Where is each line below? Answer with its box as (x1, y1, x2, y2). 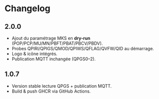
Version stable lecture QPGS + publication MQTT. (11, 83, 112, 89)
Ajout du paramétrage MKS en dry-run (11, 35, 90, 41)
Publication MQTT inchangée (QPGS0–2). (11, 56, 96, 61)
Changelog (4, 3, 51, 14)
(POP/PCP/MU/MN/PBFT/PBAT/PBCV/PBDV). (11, 40, 103, 46)
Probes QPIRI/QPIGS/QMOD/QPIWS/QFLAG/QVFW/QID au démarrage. (11, 46, 154, 51)
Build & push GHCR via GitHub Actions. (11, 88, 91, 94)
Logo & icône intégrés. (11, 51, 57, 57)
